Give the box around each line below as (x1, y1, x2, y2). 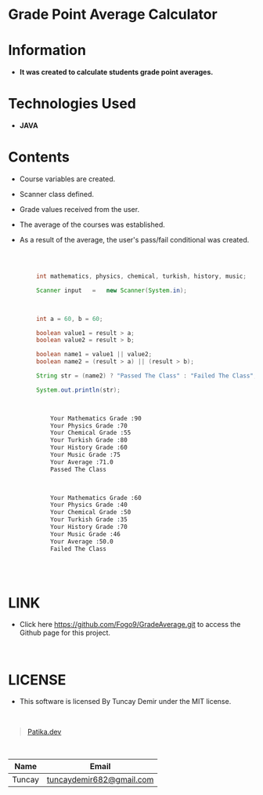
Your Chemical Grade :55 (49, 429, 131, 437)
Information (8, 42, 86, 60)
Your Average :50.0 (49, 538, 113, 545)
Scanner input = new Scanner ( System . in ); (36, 286, 188, 294)
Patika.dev (27, 728, 62, 737)
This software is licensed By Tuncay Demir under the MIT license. (19, 697, 232, 706)
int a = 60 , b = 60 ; (36, 315, 103, 323)
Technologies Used (8, 95, 137, 113)
